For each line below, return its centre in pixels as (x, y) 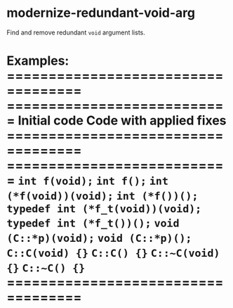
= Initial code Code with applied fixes (116, 121)
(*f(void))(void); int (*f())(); (102, 197)
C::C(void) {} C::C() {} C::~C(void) (113, 254)
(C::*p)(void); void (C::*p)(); (99, 239)
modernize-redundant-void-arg (101, 13)
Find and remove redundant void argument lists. (76, 32)
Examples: (38, 61)
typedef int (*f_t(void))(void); (104, 209)
